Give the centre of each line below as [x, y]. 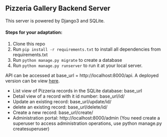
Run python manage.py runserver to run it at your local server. [78, 65]
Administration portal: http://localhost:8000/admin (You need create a [86, 118]
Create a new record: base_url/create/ [53, 112]
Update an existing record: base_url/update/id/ [62, 102]
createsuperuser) [31, 129]
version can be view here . [33, 81]
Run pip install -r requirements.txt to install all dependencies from [87, 49]
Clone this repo [29, 44]
